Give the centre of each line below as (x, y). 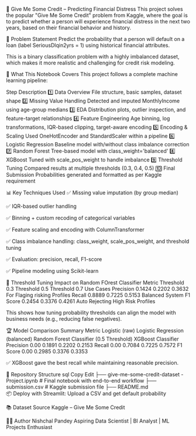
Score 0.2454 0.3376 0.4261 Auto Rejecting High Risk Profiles (81, 301)
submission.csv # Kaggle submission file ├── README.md (77, 387)
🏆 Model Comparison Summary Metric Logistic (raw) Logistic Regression (95, 330)
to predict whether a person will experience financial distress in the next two (98, 21)
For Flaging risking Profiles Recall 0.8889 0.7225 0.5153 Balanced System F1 (98, 295)
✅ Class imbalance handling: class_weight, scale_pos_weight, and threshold (98, 241)
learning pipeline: (27, 80)
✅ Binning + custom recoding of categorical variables (71, 218)
